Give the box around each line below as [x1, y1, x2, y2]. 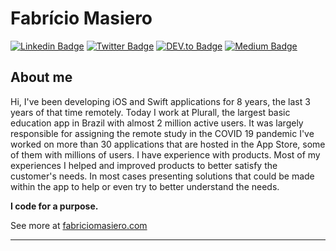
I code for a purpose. [10, 200, 99, 212]
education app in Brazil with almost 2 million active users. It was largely [10, 117, 304, 129]
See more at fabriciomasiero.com [10, 219, 148, 231]
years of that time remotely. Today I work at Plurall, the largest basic [10, 106, 291, 118]
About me [10, 69, 73, 86]
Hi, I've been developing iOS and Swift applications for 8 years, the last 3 [10, 95, 311, 107]
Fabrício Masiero [10, 7, 153, 30]
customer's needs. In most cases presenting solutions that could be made [10, 170, 315, 182]
